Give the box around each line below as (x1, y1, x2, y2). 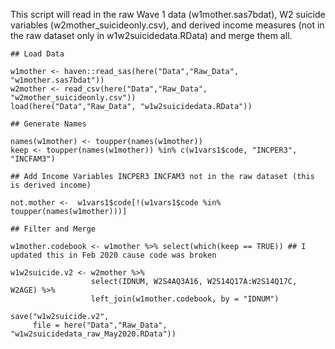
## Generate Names (10, 119, 87, 129)
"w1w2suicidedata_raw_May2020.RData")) (10, 329, 177, 339)
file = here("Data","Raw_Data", (32, 320, 168, 330)
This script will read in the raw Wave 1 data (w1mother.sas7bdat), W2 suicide (10, 9, 326, 20)
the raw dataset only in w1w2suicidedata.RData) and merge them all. (10, 30, 293, 41)
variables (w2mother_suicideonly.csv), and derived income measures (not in (10, 19, 325, 31)
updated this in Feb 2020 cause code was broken (10, 250, 217, 260)
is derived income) (10, 180, 92, 190)
